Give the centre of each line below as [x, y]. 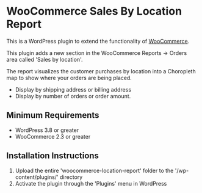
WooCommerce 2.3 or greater [53, 136]
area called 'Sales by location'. [45, 59]
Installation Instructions [53, 156]
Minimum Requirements [53, 115]
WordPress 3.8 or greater [47, 130]
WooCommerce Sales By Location [94, 11]
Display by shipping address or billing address [73, 89]
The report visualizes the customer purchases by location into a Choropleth [101, 71]
